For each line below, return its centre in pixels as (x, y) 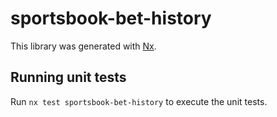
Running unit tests (68, 77)
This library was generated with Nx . (83, 46)
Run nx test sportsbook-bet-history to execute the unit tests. (139, 101)
